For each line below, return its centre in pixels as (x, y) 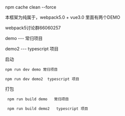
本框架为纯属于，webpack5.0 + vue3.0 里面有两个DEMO (63, 17)
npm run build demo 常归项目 (38, 99)
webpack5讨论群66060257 (33, 28)
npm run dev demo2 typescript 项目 (42, 79)
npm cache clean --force (31, 7)
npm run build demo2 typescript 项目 (48, 109)
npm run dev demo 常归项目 (31, 70)
